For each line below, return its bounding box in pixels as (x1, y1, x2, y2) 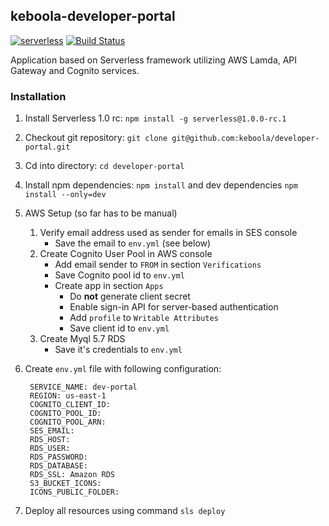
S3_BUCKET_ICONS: (29, 479, 102, 489)
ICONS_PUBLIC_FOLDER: (29, 487, 120, 498)
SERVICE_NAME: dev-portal (29, 382, 138, 393)
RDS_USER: (29, 444, 71, 454)
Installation (10, 89, 67, 103)
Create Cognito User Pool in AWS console (39, 248, 213, 260)
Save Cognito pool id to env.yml (54, 269, 185, 281)
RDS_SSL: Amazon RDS (29, 470, 115, 480)
